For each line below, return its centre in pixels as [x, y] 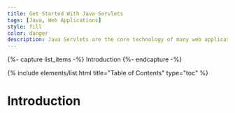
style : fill [24, 27]
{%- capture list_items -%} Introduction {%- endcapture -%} [95, 59]
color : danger [28, 33]
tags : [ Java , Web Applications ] [54, 20]
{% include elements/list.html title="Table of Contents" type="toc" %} [108, 73]
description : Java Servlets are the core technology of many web [104, 40]
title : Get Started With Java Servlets [65, 14]
